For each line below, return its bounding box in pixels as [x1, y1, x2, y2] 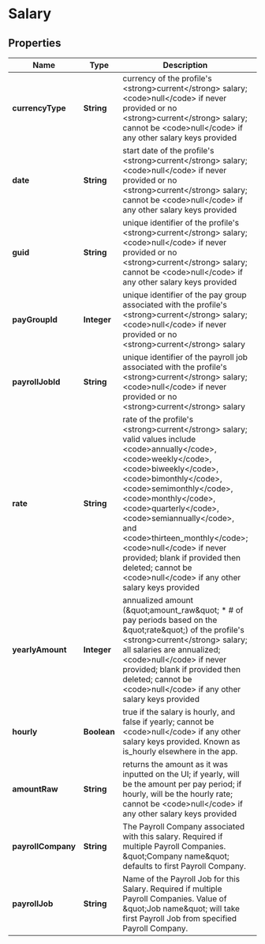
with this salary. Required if [122, 831, 223, 842]
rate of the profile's [122, 414, 194, 425]
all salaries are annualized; [122, 644, 221, 655]
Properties [8, 36, 62, 50]
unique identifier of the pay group [122, 289, 247, 300]
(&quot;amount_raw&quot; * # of [122, 605, 244, 615]
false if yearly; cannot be [122, 716, 215, 727]
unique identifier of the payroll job [122, 352, 248, 362]
